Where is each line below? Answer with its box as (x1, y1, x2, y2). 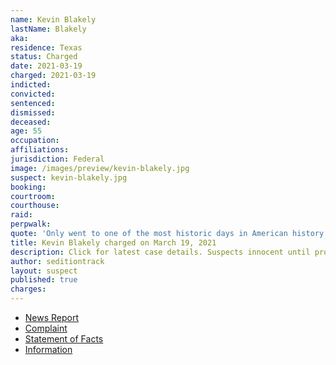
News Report (24, 312, 80, 323)
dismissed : (10, 107, 56, 118)
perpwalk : (10, 219, 52, 230)
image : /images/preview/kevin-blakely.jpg (10, 163, 190, 173)
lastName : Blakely (10, 24, 87, 34)
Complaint (24, 322, 68, 334)
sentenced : (10, 98, 56, 108)
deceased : (10, 117, 52, 127)
